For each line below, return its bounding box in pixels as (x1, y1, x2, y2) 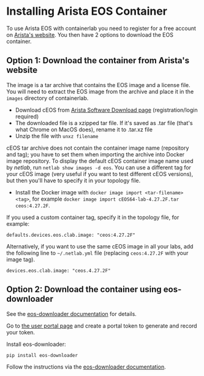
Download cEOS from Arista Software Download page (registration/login (15, 106, 198, 113)
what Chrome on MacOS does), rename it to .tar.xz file (15, 126, 153, 133)
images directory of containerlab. (6, 94, 89, 102)
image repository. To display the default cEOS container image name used (6, 157, 194, 164)
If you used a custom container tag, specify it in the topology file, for (6, 213, 179, 221)
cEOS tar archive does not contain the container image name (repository (6, 144, 189, 152)
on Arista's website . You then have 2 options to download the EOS (6, 31, 173, 38)
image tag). (6, 256, 36, 263)
